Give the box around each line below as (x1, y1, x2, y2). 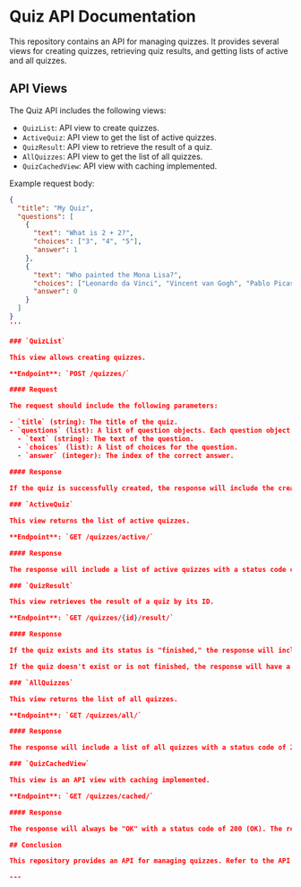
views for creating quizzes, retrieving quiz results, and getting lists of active (9, 45, 288, 56)
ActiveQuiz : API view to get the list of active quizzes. (21, 132, 218, 143)
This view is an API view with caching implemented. (9, 776, 211, 785)
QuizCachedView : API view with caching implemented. (21, 160, 218, 171)
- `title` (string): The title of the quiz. (9, 417, 178, 427)
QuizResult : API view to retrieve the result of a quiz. (21, 141, 213, 152)
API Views (9, 81, 68, 96)
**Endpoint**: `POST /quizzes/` (9, 369, 130, 378)
